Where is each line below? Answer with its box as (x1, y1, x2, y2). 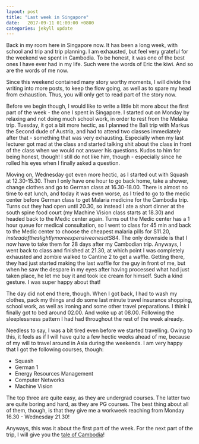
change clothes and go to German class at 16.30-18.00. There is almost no (6, 184, 188, 191)
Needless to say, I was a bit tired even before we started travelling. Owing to (6, 327, 193, 334)
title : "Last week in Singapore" (6, 14, 89, 20)
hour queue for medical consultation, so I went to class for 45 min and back (6, 221, 191, 229)
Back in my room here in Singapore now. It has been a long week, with (6, 42, 178, 49)
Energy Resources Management (14, 370, 94, 377)
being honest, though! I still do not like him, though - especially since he (6, 153, 182, 161)
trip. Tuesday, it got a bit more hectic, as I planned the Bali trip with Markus (6, 121, 189, 129)
